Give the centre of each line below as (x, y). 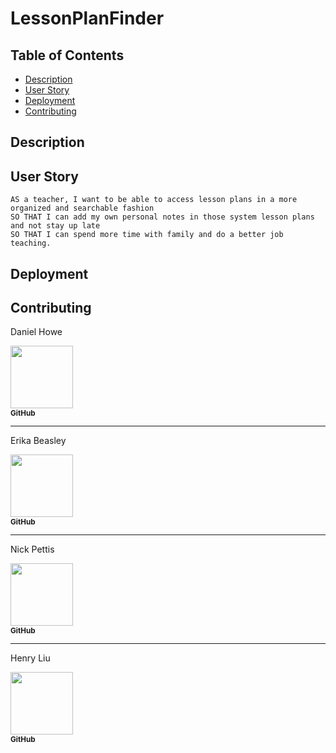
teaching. (31, 243)
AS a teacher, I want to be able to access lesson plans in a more (154, 200)
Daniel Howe (36, 332)
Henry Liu (30, 658)
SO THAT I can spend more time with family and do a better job (147, 235)
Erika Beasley (38, 441)
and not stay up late (55, 226)
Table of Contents (67, 55)
